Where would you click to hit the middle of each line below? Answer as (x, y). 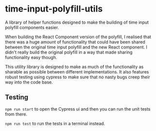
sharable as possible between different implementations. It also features (77, 72)
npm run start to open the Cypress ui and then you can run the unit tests (78, 109)
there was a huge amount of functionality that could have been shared (75, 42)
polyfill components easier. (32, 27)
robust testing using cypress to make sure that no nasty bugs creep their (78, 77)
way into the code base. (29, 82)
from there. (16, 114)
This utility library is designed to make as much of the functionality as (74, 67)
